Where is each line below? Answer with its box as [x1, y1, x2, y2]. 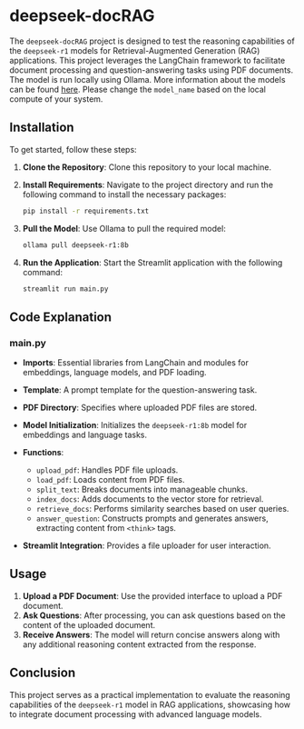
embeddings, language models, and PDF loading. [22, 367, 207, 378]
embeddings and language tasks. [22, 429, 148, 441]
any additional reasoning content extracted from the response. [22, 638, 257, 650]
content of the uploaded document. [22, 619, 156, 630]
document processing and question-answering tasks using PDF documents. [9, 65, 294, 75]
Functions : [22, 447, 64, 458]
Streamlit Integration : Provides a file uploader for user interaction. [22, 540, 271, 551]
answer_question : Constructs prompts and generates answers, [35, 513, 270, 524]
